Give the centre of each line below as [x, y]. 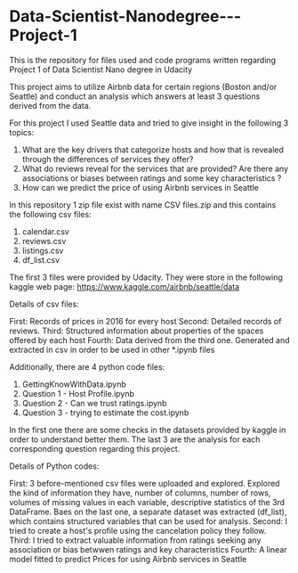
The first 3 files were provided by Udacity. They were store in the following [146, 277]
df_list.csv [41, 259]
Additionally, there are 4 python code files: [87, 366]
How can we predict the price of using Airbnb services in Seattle [141, 187]
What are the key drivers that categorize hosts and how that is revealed [153, 150]
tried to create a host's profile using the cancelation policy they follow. [138, 530]
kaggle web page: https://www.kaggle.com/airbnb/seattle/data [125, 286]
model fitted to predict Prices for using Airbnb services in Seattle [128, 559]
